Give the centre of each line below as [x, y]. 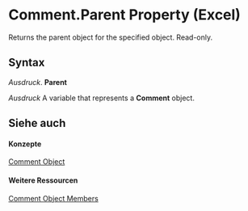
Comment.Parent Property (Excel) [124, 15]
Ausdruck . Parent [38, 82]
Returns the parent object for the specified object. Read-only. [111, 37]
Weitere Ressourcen [43, 180]
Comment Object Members [53, 198]
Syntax [27, 63]
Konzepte [25, 144]
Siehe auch [37, 123]
